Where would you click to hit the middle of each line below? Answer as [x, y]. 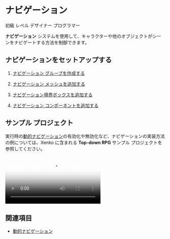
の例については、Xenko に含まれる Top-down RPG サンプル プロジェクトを [84, 142]
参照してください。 [25, 149]
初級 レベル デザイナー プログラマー [43, 25]
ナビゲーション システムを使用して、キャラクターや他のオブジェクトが [79, 36]
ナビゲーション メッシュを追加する [49, 84]
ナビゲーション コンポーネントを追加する [56, 105]
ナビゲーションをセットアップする [59, 60]
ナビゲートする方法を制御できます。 [52, 42]
